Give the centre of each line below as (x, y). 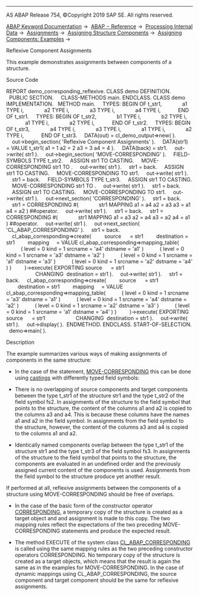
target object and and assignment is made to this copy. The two (92, 518)
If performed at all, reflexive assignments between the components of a (94, 488)
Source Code (22, 80)
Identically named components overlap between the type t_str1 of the (99, 445)
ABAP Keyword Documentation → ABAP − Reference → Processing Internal (99, 26)
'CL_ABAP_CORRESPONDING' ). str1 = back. (63, 230)
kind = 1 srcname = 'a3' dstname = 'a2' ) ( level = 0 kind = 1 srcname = (99, 255)
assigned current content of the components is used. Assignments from (102, 470)
